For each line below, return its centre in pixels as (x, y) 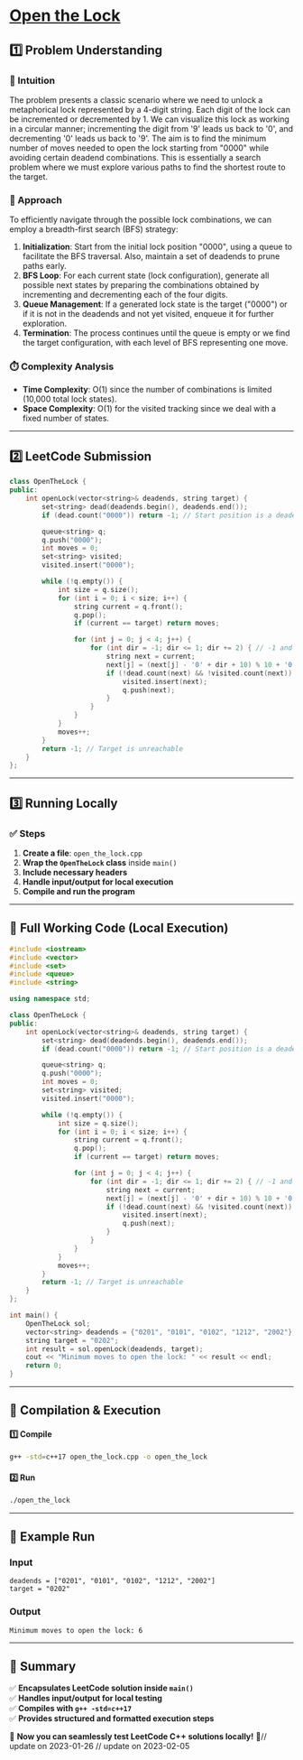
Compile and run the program (78, 891)
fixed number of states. (66, 418)
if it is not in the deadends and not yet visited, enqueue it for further (148, 314)
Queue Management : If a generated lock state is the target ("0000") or (155, 304)
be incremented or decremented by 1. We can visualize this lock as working (150, 119)
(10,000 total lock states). (69, 399)
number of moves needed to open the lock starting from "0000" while (139, 148)
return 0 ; (44, 1366)
